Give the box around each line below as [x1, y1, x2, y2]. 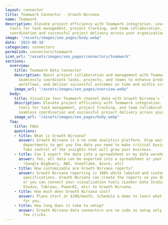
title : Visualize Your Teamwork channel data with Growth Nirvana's [14, 96, 160, 101]
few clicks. [23, 212, 48, 217]
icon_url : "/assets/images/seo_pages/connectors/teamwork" [5, 54, 131, 59]
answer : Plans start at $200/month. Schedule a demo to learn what [18, 193, 162, 198]
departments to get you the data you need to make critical [23, 142, 151, 148]
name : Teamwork [5, 17, 37, 22]
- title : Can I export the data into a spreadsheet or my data [14, 152, 149, 157]
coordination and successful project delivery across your [9, 31, 135, 36]
